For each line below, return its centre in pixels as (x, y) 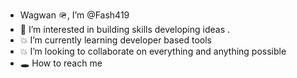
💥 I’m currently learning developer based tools (115, 40)
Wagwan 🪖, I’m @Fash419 (74, 15)
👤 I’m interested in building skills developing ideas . (125, 29)
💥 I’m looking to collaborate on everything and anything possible (153, 51)
